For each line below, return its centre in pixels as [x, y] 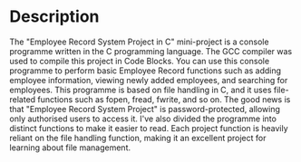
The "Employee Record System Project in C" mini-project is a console [139, 42]
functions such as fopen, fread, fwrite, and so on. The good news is [164, 99]
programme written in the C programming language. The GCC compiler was [151, 51]
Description [54, 17]
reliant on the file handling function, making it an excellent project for [138, 138]
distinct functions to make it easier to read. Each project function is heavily [149, 128]
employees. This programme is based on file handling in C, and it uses [141, 90]
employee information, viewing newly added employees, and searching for [149, 80]
